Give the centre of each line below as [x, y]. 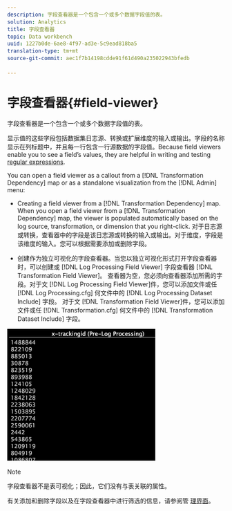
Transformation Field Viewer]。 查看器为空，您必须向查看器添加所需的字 [120, 275]
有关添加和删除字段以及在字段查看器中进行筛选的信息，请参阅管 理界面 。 [111, 501]
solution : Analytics [37, 22]
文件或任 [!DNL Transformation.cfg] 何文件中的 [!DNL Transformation [115, 310]
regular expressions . [36, 162]
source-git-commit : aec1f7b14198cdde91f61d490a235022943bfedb [98, 59]
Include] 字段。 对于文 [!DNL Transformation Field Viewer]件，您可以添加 [121, 301]
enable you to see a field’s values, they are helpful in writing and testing [109, 154]
